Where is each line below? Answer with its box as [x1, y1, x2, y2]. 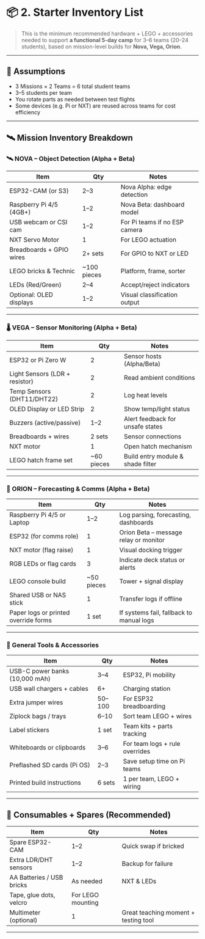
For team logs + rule [123, 740, 181, 748]
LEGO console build [9, 577, 66, 586]
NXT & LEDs [121, 877, 157, 886]
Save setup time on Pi [123, 757, 185, 765]
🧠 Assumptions [6, 66, 66, 77]
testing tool [121, 916, 154, 924]
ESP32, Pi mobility [123, 671, 176, 679]
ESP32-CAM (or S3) [9, 186, 69, 195]
